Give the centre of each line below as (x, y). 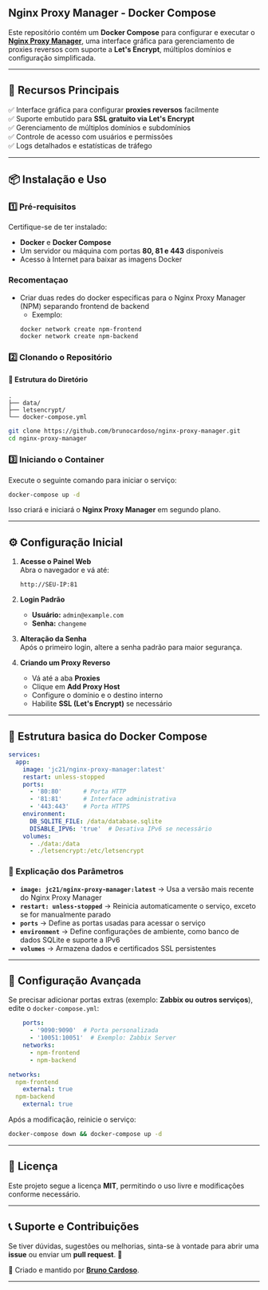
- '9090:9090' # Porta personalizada (94, 1031)
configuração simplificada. (52, 57)
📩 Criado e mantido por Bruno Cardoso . (74, 1270)
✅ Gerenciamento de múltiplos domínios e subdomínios (100, 128)
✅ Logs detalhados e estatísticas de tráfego (81, 145)
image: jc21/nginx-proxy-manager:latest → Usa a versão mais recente (137, 889)
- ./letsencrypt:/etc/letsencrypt (87, 851)
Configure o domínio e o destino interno (97, 695)
